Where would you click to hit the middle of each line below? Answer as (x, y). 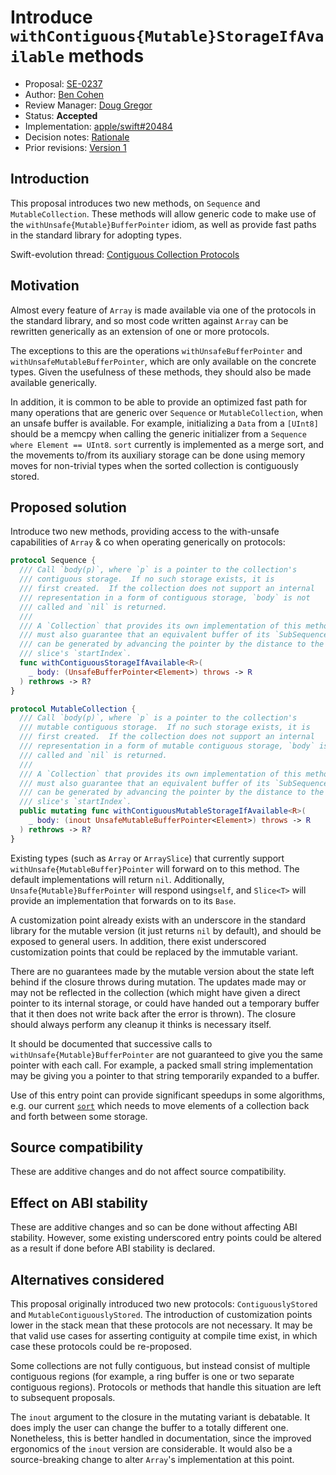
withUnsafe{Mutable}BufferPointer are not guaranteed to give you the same (166, 1054)
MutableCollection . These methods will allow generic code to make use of (163, 213)
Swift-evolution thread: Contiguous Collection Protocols (125, 254)
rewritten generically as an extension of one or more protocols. (140, 331)
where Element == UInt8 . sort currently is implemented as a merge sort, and (167, 444)
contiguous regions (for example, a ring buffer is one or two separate (152, 1377)
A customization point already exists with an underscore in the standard (158, 920)
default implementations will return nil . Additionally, (117, 879)
